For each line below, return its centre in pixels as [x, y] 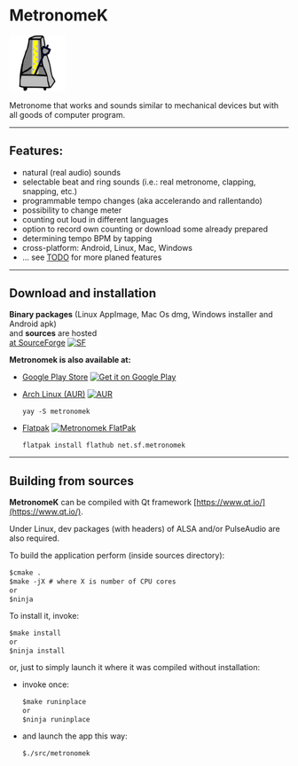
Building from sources [72, 481]
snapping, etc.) [50, 191]
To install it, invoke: [44, 616]
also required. [35, 538]
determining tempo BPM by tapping [87, 238]
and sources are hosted [53, 333]
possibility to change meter [72, 210]
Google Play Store [55, 377]
